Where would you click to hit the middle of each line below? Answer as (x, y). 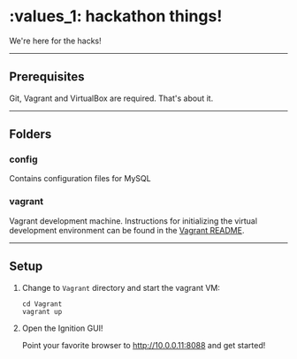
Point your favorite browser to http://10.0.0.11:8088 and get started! (144, 345)
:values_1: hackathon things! (116, 16)
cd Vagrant (42, 304)
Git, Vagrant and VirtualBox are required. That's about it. (111, 98)
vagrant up (42, 311)
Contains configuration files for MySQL (80, 179)
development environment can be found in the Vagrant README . (127, 230)
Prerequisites (47, 77)
